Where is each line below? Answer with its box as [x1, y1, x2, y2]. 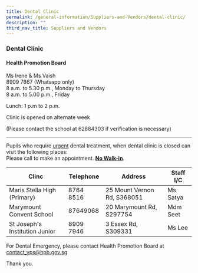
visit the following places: [6, 149, 68, 156]
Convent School [9, 210, 54, 219]
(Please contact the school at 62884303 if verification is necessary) [6, 125, 172, 133]
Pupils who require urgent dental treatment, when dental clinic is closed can [6, 142, 191, 149]
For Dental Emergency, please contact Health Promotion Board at [6, 242, 164, 249]
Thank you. [6, 260, 34, 267]
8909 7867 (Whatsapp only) [6, 78, 75, 85]
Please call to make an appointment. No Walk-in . [6, 154, 125, 162]
